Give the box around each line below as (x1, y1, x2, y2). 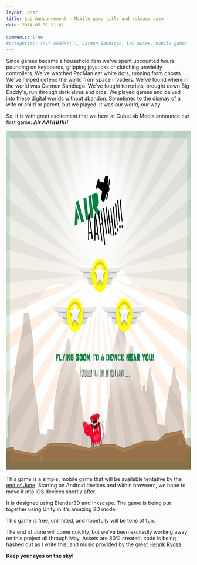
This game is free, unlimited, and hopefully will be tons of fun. (6, 517, 155, 524)
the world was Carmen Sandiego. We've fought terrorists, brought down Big (6, 82, 189, 89)
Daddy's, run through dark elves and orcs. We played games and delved (6, 89, 181, 95)
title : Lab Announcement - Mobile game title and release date (6, 15, 164, 22)
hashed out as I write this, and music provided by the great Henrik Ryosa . (6, 541, 184, 548)
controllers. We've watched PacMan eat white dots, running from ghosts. (6, 70, 183, 76)
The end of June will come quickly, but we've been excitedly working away (6, 529, 188, 535)
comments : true (6, 34, 43, 41)
